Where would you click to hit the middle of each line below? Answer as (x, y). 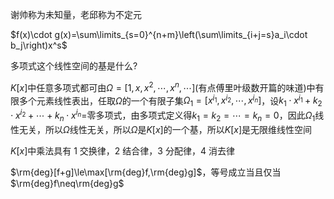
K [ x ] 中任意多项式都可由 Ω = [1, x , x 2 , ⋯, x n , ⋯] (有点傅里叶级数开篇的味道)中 (163, 86)
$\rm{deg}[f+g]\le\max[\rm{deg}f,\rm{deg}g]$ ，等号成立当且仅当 (146, 172)
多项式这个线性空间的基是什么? (74, 66)
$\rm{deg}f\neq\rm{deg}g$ (67, 183)
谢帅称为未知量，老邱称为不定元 (76, 14)
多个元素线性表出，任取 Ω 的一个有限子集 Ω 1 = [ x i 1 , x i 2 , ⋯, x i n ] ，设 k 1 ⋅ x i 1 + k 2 (170, 101)
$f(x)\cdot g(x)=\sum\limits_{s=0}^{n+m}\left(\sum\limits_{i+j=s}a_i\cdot (159, 34)
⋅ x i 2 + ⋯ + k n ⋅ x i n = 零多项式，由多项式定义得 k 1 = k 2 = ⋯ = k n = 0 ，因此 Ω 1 (163, 115)
